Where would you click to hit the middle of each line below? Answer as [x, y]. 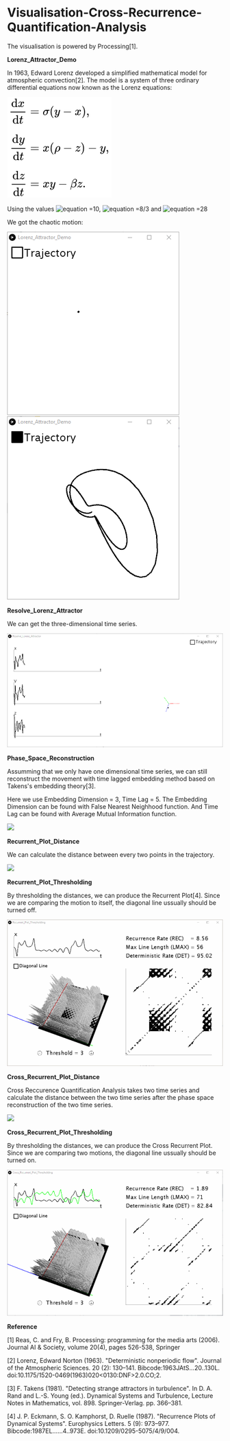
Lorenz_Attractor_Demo [42, 59]
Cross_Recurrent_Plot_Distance [53, 1076]
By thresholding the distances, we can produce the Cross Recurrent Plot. [110, 1145]
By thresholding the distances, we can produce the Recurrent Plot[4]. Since [114, 895]
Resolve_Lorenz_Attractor [45, 610]
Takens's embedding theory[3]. [51, 786]
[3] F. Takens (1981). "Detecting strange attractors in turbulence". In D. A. [110, 1389]
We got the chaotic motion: [45, 222]
